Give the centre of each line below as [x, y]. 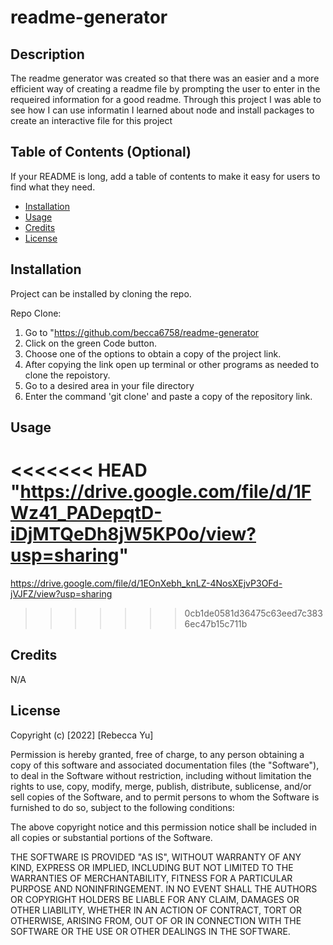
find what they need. [53, 187]
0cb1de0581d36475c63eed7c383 [253, 613]
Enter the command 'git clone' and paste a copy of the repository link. [168, 396]
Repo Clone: [36, 313]
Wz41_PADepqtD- [86, 513]
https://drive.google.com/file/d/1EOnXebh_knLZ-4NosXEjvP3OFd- [146, 583]
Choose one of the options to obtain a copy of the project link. [153, 353]
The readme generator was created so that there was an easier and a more [165, 78]
